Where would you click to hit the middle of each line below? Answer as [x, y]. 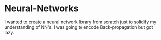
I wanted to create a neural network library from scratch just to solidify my [80, 22]
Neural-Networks [41, 9]
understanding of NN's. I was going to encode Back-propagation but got [79, 27]
